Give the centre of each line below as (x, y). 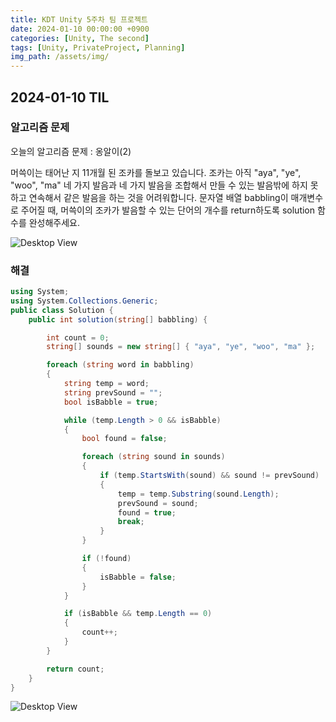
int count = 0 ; (78, 337)
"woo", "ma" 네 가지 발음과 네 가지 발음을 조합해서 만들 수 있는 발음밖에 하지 (159, 185)
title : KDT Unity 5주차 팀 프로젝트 (79, 19)
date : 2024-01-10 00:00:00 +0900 (80, 29)
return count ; (75, 669)
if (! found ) (106, 559)
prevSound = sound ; (158, 503)
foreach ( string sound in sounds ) (153, 457)
